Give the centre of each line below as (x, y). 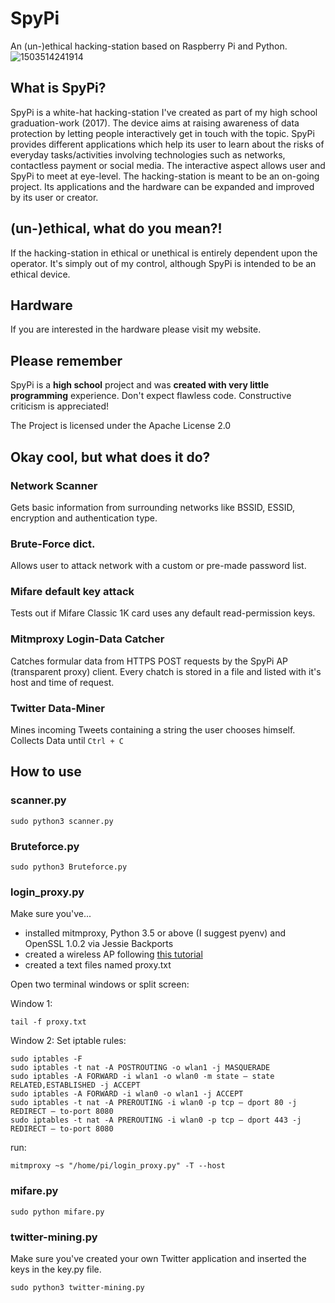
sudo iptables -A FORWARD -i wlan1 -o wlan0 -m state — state (142, 1077)
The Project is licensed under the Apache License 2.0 (121, 426)
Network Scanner (54, 485)
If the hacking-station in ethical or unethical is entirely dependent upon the (164, 253)
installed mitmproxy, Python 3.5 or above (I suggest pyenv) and (155, 933)
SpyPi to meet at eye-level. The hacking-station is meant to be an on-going (165, 176)
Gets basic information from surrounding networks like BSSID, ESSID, (152, 507)
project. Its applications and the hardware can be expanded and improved (162, 186)
